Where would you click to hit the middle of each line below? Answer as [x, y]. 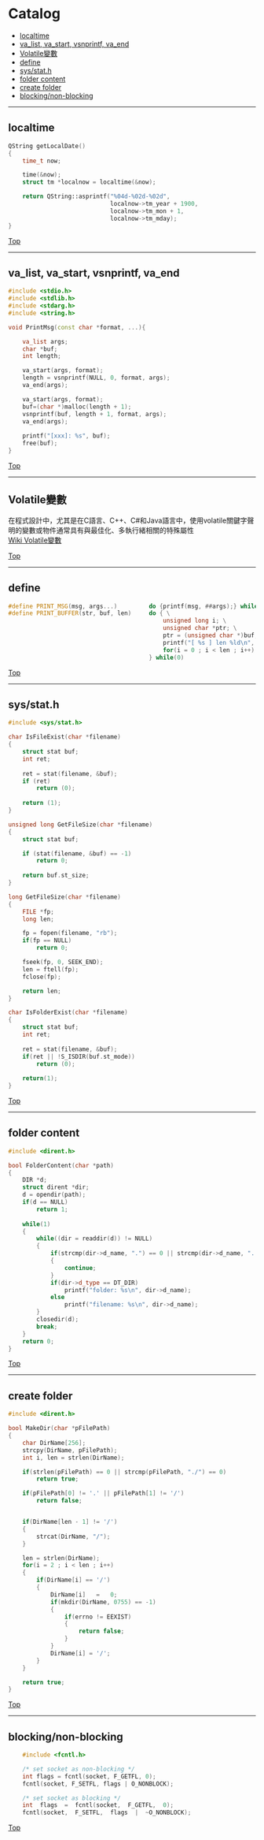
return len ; [42, 991]
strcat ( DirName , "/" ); [73, 1536]
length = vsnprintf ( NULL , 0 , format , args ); [96, 378]
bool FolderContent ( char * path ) [61, 1165]
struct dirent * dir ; [56, 1187]
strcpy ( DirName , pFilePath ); [70, 1450]
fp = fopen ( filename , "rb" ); [70, 933]
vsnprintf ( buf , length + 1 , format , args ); [95, 414]
